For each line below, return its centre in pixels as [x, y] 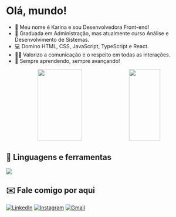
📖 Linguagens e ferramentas [59, 157]
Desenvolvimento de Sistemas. [52, 39]
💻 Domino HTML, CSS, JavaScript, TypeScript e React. [82, 46]
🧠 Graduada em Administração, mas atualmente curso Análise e [92, 33]
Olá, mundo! [37, 11]
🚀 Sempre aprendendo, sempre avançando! [67, 61]
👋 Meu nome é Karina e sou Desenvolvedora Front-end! [82, 27]
